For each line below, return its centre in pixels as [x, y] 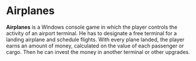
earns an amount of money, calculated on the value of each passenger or [95, 46]
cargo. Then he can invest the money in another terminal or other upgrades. [98, 52]
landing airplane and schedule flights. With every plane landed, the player [95, 39]
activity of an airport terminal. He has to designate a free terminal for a [92, 33]
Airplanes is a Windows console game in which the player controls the [92, 27]
